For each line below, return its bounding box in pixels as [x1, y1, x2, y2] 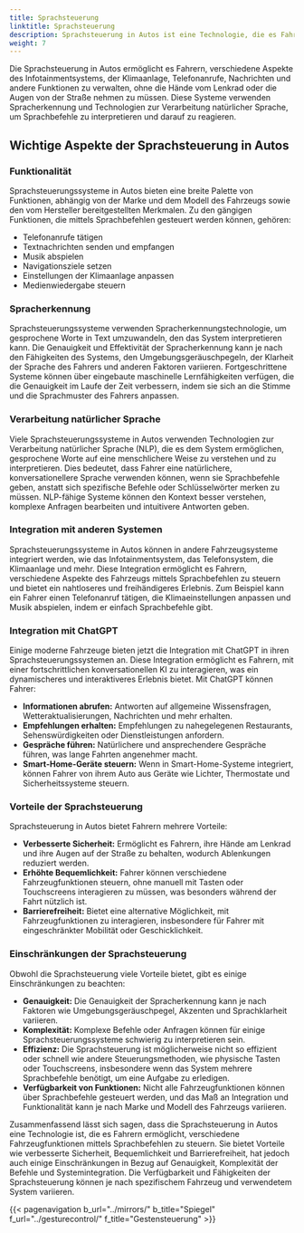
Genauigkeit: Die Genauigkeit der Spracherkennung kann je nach [22, 995, 267, 1006]
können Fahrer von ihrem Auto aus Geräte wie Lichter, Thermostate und [22, 769, 290, 779]
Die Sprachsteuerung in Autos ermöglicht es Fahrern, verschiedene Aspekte [9, 63, 294, 74]
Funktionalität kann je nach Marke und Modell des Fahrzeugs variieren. [22, 1101, 287, 1112]
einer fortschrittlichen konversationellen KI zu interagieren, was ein [9, 664, 259, 675]
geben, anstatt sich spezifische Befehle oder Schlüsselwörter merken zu [9, 482, 280, 492]
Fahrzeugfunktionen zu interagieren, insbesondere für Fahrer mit [22, 915, 265, 926]
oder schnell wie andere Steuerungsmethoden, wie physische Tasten [22, 1053, 280, 1064]
